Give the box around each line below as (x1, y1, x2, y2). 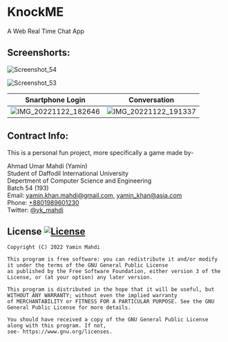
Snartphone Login (25, 94, 86, 104)
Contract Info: (7, 130, 69, 142)
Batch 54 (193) (7, 183, 50, 192)
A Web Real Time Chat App (7, 27, 85, 35)
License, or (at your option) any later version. (7, 274, 153, 281)
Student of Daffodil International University (7, 169, 129, 177)
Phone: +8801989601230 (7, 198, 79, 207)
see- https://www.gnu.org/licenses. (7, 328, 113, 335)
